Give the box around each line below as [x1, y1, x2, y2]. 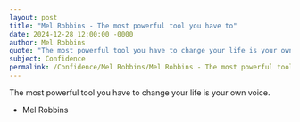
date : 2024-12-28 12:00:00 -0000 [9, 29, 134, 38]
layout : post [9, 12, 58, 22]
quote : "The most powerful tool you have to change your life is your [9, 46, 278, 55]
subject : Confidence [9, 54, 87, 63]
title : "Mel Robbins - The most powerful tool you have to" [9, 21, 238, 30]
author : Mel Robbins [9, 37, 87, 47]
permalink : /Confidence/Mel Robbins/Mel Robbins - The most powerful [9, 63, 274, 72]
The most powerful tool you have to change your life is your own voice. [9, 86, 271, 98]
